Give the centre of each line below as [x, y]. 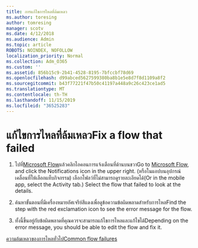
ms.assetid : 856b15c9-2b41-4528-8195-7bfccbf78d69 [70, 73]
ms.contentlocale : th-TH [37, 95]
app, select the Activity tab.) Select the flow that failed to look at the [98, 184]
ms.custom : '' [24, 67]
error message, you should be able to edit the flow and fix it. [88, 227]
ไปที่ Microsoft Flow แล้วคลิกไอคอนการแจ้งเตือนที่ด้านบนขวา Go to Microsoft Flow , [102, 165]
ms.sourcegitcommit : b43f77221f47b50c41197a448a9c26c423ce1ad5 [86, 84]
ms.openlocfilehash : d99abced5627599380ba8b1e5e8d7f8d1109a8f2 [86, 78]
